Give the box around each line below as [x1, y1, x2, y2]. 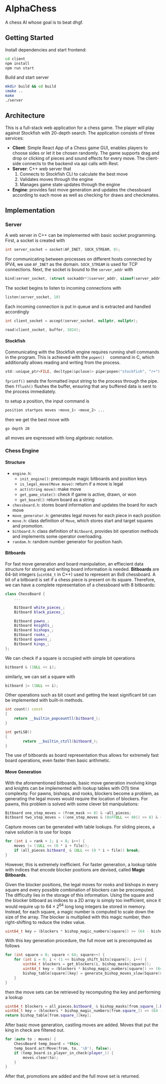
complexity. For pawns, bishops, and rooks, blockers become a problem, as [5, 790, 159, 796]
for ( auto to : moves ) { [5, 1037, 56, 1042]
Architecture [5, 112, 45, 120]
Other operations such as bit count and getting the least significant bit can [5, 692, 157, 698]
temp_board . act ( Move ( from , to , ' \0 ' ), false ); [14, 1046, 112, 1051]
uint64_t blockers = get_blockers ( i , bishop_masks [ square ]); [23, 962, 152, 967]
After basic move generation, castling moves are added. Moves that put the [5, 1022, 159, 1028]
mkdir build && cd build [5, 84, 56, 89]
